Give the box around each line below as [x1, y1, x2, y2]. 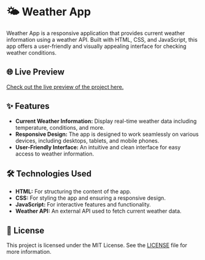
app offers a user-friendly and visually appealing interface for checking [6, 42, 187, 50]
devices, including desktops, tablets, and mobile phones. [15, 136, 160, 144]
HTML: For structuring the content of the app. [15, 188, 131, 195]
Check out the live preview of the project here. [6, 83, 124, 90]
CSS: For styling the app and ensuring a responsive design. [15, 194, 166, 202]
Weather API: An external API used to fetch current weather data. [15, 207, 182, 215]
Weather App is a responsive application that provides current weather [6, 29, 185, 37]
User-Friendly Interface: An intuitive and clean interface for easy [15, 143, 181, 151]
